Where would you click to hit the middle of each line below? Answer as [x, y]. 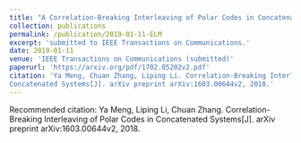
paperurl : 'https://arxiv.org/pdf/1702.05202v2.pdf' [110, 68]
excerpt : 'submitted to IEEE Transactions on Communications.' [130, 42]
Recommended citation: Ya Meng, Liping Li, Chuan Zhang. [116, 109]
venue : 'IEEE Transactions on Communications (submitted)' [122, 59]
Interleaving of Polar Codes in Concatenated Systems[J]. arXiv [160, 119]
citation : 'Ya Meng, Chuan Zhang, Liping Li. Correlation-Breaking [138, 76]
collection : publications [57, 26]
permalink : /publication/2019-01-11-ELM [86, 34]
